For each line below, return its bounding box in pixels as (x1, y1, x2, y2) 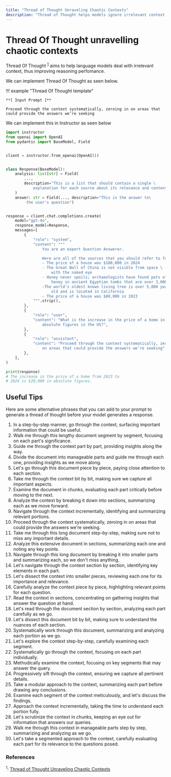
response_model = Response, (15, 223, 70, 228)
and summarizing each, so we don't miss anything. (13, 557, 120, 563)
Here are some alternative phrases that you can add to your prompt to (6, 406, 152, 413)
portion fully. (13, 709, 40, 715)
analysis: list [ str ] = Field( (15, 171, 79, 176)
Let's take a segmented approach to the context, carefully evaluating (13, 736, 157, 742)
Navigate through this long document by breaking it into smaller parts (13, 551, 158, 558)
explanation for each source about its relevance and (32, 185, 149, 191)
